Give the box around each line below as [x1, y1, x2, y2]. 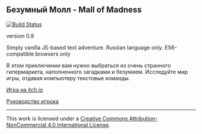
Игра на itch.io [6, 86, 43, 93]
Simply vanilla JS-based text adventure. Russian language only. [6, 44, 164, 51]
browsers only [35, 50, 71, 57]
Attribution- [129, 115, 158, 122]
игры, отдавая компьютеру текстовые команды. [6, 74, 130, 81]
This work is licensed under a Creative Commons [6, 115, 128, 122]
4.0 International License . [47, 121, 111, 128]
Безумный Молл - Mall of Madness [6, 5, 142, 15]
